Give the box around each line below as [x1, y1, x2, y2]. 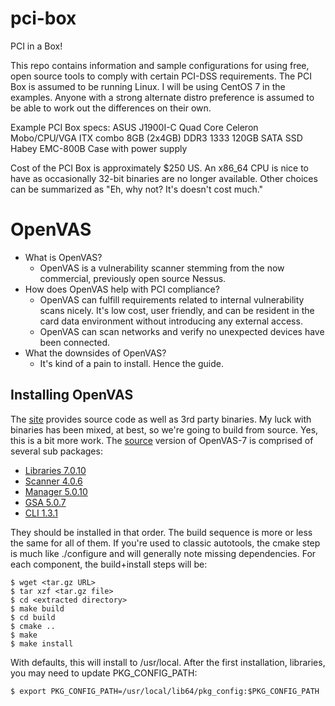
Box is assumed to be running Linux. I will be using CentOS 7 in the [10, 80, 286, 92]
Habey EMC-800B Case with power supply [10, 142, 188, 154]
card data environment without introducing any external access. [39, 315, 303, 327]
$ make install [10, 638, 74, 649]
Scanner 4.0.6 [24, 475, 83, 487]
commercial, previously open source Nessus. [39, 272, 227, 284]
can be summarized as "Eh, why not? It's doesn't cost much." [10, 183, 264, 195]
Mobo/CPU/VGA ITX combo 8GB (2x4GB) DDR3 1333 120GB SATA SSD [10, 132, 303, 144]
